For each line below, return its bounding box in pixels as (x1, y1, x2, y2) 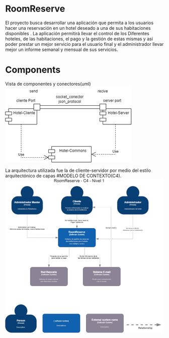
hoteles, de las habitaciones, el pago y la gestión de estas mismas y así (5, 36, 153, 42)
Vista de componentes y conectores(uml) (5, 81, 92, 87)
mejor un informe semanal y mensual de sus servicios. (5, 46, 118, 52)
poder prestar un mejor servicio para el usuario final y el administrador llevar (5, 41, 164, 47)
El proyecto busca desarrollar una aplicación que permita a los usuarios (5, 20, 154, 26)
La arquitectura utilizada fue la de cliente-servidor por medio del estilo (5, 167, 151, 173)
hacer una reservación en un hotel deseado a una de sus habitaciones (5, 25, 151, 31)
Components (5, 64, 61, 76)
